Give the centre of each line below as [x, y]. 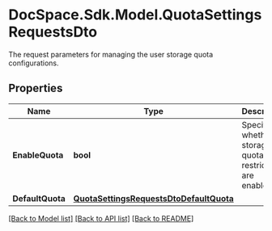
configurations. [34, 63]
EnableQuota [38, 155]
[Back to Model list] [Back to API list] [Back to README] [101, 218]
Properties [36, 88]
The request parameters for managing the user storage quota [111, 54]
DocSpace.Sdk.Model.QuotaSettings [135, 15]
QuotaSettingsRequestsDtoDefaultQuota [154, 198]
